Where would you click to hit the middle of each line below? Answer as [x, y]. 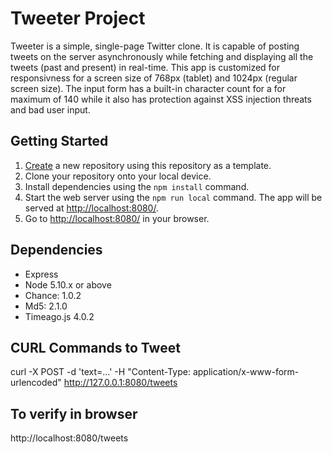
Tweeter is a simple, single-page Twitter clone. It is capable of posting [155, 46]
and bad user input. [50, 109]
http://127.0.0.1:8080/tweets [120, 383]
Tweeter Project [78, 18]
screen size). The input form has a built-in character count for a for [148, 88]
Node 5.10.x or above [68, 284]
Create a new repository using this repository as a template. [148, 165]
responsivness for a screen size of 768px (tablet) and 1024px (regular [154, 78]
